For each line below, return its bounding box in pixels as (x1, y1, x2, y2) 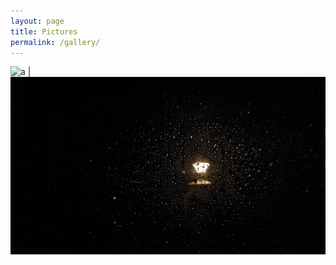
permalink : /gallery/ (10, 37, 101, 47)
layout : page (10, 16, 65, 26)
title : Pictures (10, 26, 78, 37)
